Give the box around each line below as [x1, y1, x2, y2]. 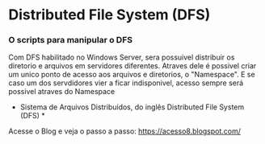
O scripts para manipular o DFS [8, 35, 133, 46]
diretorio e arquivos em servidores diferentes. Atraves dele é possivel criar [8, 61, 257, 71]
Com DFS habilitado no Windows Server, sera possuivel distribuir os [8, 52, 235, 62]
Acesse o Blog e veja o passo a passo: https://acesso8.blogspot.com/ [8, 126, 241, 136]
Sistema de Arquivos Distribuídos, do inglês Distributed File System [19, 102, 245, 112]
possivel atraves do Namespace [8, 87, 116, 97]
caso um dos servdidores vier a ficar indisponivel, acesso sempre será [8, 78, 244, 88]
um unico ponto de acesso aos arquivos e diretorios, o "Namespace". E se [8, 70, 256, 80]
